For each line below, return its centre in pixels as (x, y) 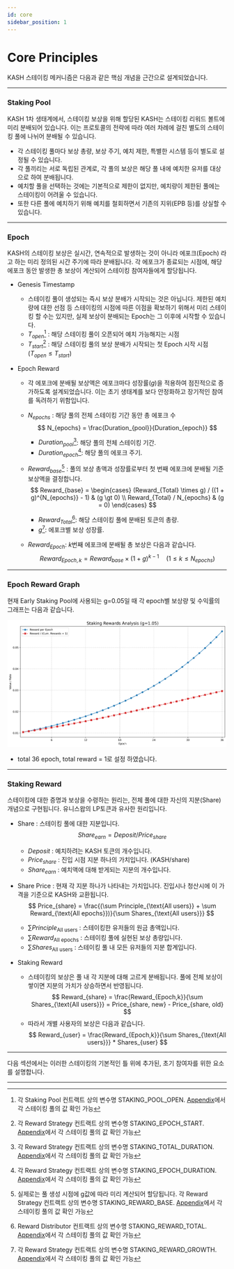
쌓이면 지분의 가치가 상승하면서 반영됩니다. (86, 986)
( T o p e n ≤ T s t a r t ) (49, 354)
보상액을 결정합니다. (55, 478)
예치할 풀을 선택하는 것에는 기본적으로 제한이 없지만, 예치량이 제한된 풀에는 (119, 185)
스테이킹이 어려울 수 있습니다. (57, 195)
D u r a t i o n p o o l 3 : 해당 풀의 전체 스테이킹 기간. (97, 442)
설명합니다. (30, 1072)
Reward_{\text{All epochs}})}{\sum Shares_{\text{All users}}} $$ (122, 913)
